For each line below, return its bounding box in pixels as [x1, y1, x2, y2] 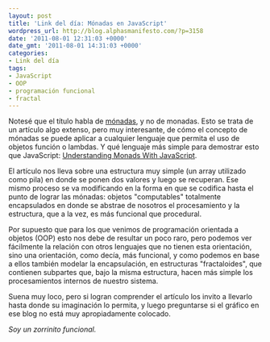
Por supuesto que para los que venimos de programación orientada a [8, 225, 239, 235]
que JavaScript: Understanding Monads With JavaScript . [8, 151, 197, 161]
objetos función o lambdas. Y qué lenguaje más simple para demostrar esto [8, 142, 260, 152]
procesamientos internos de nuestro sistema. [8, 276, 159, 286]
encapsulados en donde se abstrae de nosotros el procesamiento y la [8, 201, 240, 211]
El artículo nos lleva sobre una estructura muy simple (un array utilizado [8, 166, 247, 176]
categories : [8, 49, 48, 57]
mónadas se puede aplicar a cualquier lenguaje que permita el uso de [8, 134, 240, 144]
